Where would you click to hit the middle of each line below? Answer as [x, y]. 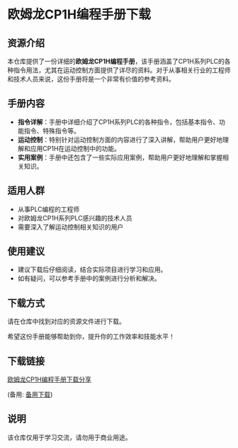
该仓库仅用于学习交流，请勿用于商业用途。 [69, 437]
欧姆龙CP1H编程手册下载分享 [50, 379]
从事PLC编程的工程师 [49, 209]
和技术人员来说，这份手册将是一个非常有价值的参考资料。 [91, 79]
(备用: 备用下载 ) [30, 395]
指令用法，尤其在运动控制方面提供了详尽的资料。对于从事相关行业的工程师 [122, 70]
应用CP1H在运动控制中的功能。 [75, 148]
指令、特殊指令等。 [52, 130]
